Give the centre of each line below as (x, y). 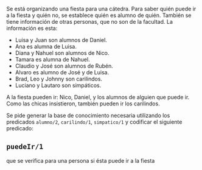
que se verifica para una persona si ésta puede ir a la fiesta (81, 160)
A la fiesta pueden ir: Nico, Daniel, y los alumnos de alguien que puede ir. (98, 97)
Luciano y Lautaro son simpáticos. (58, 85)
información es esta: (32, 28)
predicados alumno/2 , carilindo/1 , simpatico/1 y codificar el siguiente (94, 122)
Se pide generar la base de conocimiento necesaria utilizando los (88, 115)
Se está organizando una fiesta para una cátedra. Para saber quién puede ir (101, 9)
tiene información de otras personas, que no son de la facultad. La (90, 22)
